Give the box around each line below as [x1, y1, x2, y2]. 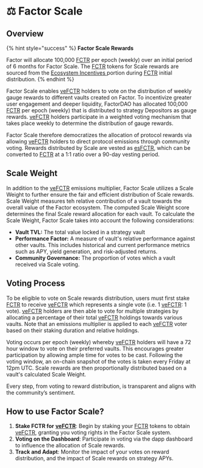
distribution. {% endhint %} [6, 76, 75, 83]
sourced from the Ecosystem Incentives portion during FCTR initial [6, 69, 173, 76]
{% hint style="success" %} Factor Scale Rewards [6, 44, 134, 52]
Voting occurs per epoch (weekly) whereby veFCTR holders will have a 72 [6, 338, 191, 345]
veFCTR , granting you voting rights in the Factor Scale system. [15, 429, 171, 436]
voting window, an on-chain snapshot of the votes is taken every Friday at [6, 358, 191, 365]
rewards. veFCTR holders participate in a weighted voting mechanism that [6, 114, 191, 120]
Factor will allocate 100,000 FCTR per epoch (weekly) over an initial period [6, 56, 193, 63]
